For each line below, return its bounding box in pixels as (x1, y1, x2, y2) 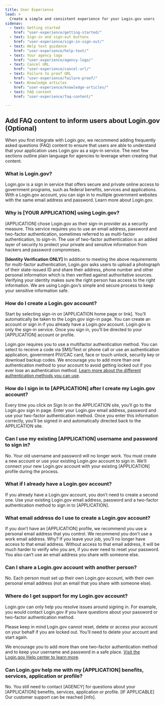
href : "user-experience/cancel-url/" (14, 67, 91, 72)
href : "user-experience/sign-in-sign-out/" (14, 39, 105, 44)
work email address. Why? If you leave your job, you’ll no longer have (5, 536, 146, 542)
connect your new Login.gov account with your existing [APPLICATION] (5, 463, 150, 469)
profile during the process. (5, 468, 59, 474)
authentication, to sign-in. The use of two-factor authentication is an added (5, 236, 158, 242)
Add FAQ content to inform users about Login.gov (5, 116, 160, 125)
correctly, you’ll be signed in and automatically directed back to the (5, 418, 141, 424)
